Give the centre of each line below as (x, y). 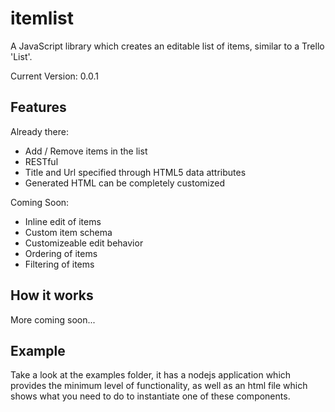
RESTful (41, 161)
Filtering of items (59, 264)
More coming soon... (53, 319)
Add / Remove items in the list (86, 151)
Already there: (39, 131)
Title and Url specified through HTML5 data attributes (135, 172)
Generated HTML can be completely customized (124, 183)
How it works (52, 295)
